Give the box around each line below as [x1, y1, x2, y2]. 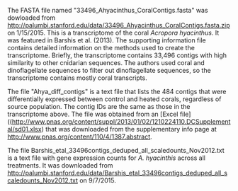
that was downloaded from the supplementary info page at [45, 125, 217, 133]
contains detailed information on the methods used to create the [7, 44, 195, 52]
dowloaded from [7, 13, 56, 22]
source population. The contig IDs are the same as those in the [7, 103, 191, 110]
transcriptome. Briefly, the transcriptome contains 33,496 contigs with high [7, 51, 227, 59]
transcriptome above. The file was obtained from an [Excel [7, 110, 178, 118]
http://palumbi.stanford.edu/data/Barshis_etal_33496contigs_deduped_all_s [7, 169, 228, 177]
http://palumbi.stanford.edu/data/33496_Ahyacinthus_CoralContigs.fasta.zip [7, 21, 230, 29]
